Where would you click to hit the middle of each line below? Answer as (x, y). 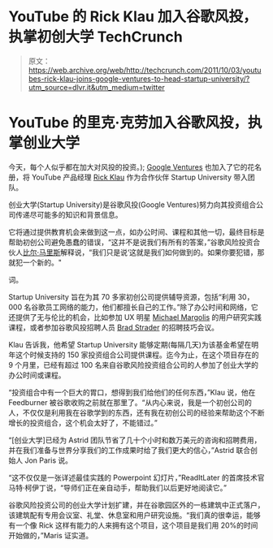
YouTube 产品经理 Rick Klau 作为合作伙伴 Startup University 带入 (139, 177)
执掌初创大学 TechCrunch (95, 37)
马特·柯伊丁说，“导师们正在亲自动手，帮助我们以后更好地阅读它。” (118, 487)
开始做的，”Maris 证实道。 (51, 535)
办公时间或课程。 (37, 375)
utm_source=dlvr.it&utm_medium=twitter (96, 87)
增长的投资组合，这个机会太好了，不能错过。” (83, 422)
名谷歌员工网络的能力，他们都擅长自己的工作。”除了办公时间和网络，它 (141, 307)
